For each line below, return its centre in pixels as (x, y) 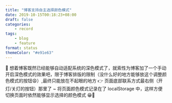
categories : (18, 24)
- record (24, 29)
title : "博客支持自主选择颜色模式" (39, 10)
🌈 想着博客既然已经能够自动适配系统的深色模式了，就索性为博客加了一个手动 (86, 68)
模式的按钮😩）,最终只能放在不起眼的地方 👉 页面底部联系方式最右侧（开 (86, 81)
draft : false (19, 19)
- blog (21, 39)
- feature (25, 43)
